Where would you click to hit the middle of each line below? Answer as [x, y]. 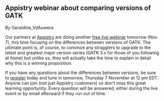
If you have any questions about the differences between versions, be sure [81, 73]
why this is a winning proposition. [39, 63]
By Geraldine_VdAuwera [29, 27]
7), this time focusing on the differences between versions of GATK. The [78, 42]
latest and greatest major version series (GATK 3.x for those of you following [82, 52]
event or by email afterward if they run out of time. [56, 93]
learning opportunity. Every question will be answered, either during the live [82, 88]
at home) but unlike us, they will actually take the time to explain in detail [78, 58]
